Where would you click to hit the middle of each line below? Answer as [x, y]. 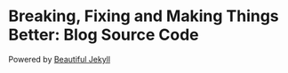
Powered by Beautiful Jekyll [60, 59]
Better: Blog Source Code [104, 35]
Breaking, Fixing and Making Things [144, 16]
